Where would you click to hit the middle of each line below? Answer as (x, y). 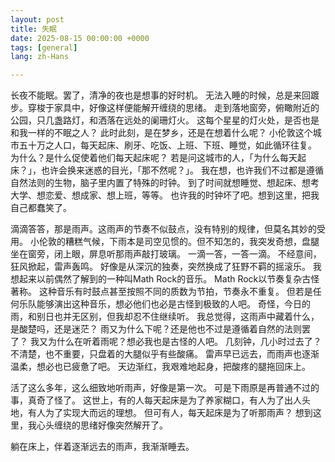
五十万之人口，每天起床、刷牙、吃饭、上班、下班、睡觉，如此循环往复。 (167, 145)
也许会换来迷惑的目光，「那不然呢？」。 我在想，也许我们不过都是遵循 (182, 170)
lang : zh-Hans (40, 57)
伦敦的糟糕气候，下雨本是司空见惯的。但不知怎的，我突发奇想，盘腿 (179, 242)
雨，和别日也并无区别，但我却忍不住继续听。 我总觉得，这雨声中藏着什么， (165, 317)
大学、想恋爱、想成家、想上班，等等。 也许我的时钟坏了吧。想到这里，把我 (165, 195)
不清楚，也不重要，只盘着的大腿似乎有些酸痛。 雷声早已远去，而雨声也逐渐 (165, 354)
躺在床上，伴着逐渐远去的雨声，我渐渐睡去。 (102, 447)
